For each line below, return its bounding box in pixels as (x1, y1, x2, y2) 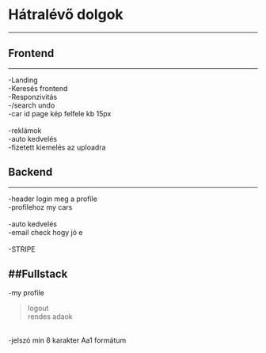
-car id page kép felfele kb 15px (8, 108, 112, 118)
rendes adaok (27, 312, 73, 321)
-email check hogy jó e (8, 227, 83, 237)
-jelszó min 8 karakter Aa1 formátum (8, 336, 127, 345)
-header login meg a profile (8, 194, 97, 203)
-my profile (8, 288, 45, 298)
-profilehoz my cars (8, 202, 73, 211)
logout (27, 303, 49, 313)
